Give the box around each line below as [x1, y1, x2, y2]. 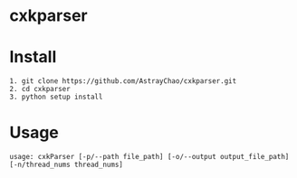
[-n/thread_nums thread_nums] [9, 160, 124, 170]
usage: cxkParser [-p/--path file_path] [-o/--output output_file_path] [9, 153, 290, 162]
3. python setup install [9, 92, 103, 102]
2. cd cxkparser [9, 85, 71, 94]
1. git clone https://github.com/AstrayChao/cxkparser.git [9, 77, 237, 86]
